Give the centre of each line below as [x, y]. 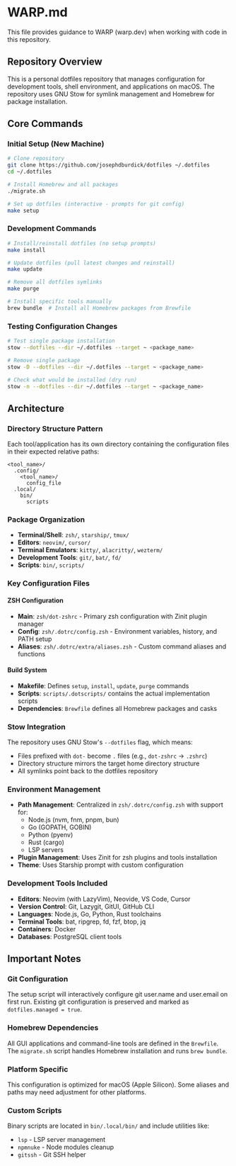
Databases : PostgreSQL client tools [70, 936]
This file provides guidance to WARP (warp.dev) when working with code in [117, 32]
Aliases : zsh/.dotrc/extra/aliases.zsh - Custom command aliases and [122, 646]
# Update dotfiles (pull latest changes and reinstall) [91, 263]
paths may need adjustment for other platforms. [77, 1092]
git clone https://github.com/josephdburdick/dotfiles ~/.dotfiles [109, 165]
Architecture [36, 408]
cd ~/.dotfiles [30, 172]
